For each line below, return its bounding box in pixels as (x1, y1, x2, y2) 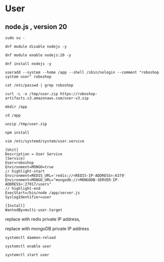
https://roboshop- (59, 91, 98, 96)
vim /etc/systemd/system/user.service (5, 139, 84, 144)
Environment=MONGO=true (5, 165, 54, 170)
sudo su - (5, 35, 26, 40)
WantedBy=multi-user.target (5, 207, 63, 212)
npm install (5, 130, 29, 135)
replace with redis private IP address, (5, 216, 81, 222)
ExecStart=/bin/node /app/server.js (5, 190, 80, 195)
